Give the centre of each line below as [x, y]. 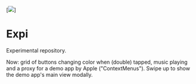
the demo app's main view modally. [50, 74]
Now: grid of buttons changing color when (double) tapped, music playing [97, 62]
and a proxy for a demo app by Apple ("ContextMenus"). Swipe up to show [98, 68]
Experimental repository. [36, 50]
